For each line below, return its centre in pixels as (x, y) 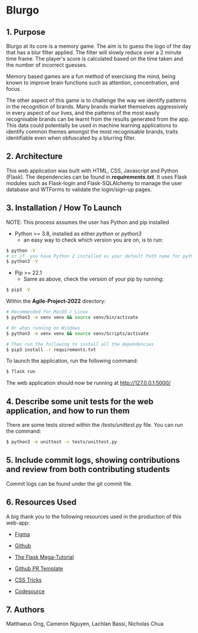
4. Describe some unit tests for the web (80, 401)
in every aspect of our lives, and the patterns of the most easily (83, 113)
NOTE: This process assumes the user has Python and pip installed (88, 222)
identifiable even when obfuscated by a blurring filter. (71, 138)
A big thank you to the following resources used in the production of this (94, 516)
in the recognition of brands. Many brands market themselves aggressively (97, 106)
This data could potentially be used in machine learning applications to (92, 125)
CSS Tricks (28, 580)
